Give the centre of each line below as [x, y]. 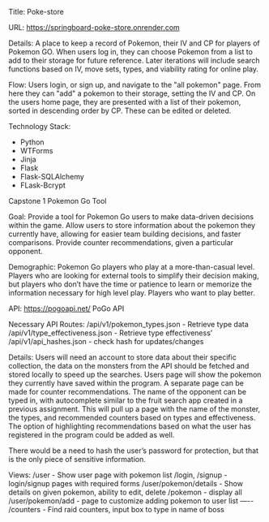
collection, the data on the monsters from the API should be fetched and [129, 366]
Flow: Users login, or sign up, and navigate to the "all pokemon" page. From [135, 85]
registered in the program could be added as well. [92, 435]
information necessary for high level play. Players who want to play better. [132, 293]
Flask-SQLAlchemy [52, 177]
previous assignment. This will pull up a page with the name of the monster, [134, 409]
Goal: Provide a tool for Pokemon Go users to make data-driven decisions [131, 217]
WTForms [36, 151]
